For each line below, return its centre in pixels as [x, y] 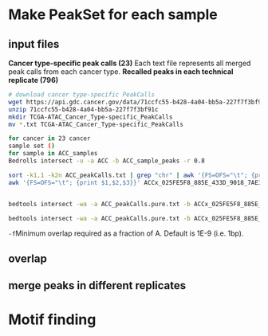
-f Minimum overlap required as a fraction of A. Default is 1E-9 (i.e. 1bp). [126, 233]
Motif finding [52, 320]
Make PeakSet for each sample [113, 15]
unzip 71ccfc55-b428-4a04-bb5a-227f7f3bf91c [83, 109]
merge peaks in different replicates [97, 285]
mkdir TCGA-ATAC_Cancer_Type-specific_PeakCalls [91, 117]
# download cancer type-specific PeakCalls [82, 95]
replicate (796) [33, 80]
